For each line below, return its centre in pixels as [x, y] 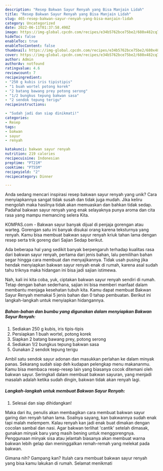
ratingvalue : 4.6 [23, 69]
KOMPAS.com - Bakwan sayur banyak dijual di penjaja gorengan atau [74, 225]
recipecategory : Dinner [29, 176]
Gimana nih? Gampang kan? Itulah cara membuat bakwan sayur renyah [76, 458]
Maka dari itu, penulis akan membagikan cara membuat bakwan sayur [75, 413]
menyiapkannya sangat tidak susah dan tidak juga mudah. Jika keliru [73, 199]
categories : [17, 118]
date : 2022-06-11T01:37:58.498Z [38, 28]
